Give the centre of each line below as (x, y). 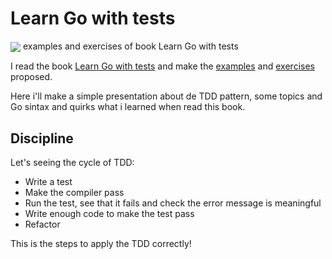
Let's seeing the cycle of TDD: (72, 162)
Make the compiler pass (74, 192)
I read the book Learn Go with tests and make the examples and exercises (162, 66)
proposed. (31, 77)
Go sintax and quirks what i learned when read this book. (128, 107)
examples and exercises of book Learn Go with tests (130, 46)
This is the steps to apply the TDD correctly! (101, 243)
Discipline (42, 138)
